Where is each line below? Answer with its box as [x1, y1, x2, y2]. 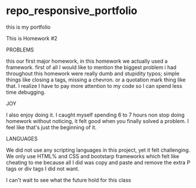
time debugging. [6, 88, 46, 95]
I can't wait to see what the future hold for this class [6, 176, 132, 183]
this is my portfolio [6, 23, 51, 30]
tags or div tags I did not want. [6, 165, 80, 172]
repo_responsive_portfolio [6, 4, 137, 18]
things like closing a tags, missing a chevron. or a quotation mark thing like [6, 76, 186, 83]
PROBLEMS [6, 46, 34, 53]
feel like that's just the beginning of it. [6, 124, 97, 131]
